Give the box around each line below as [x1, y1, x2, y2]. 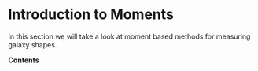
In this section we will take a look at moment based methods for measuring [8, 32, 251, 41]
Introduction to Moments [8, 6, 175, 24]
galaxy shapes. [8, 39, 57, 49]
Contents [8, 55, 39, 65]
